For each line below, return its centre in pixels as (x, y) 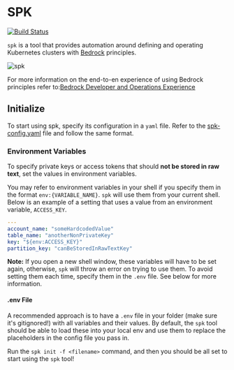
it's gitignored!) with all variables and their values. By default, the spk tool (112, 323)
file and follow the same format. (88, 133)
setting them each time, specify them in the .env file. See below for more (112, 276)
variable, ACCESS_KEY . (37, 209)
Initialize (26, 109)
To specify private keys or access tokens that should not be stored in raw (114, 166)
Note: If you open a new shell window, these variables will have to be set (112, 262)
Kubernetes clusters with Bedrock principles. (72, 52)
